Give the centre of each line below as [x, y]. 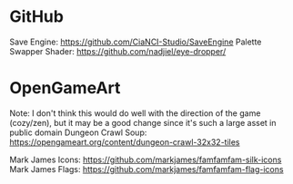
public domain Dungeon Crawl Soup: [78, 132]
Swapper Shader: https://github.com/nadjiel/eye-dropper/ [118, 51]
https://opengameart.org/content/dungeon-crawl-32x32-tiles [125, 141]
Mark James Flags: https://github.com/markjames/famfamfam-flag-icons [146, 169]
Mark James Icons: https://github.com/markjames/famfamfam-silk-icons [146, 160]
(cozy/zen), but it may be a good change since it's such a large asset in [143, 122]
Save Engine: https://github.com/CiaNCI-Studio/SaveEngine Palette [136, 42]
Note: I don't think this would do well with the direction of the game [135, 113]
